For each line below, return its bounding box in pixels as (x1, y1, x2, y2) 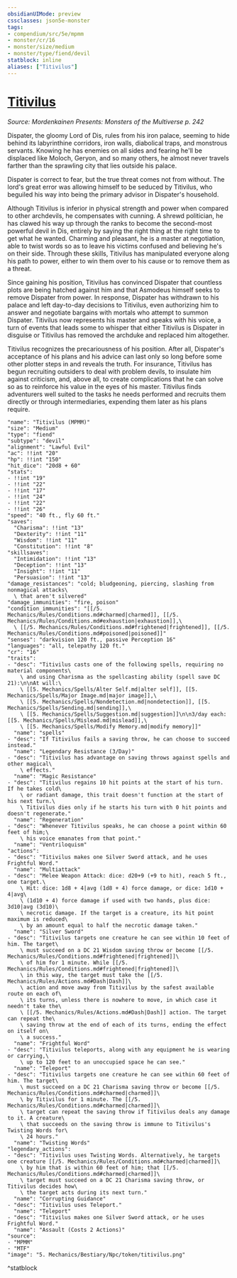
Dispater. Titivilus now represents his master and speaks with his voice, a (7, 315, 221, 324)
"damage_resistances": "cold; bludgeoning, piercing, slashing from (7, 580, 214, 587)
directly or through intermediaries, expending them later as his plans (7, 397, 207, 405)
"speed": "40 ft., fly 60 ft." (7, 512, 100, 519)
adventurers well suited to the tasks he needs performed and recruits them (7, 390, 226, 398)
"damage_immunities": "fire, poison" (7, 599, 119, 606)
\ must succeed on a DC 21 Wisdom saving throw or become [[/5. (20, 946, 214, 954)
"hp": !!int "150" (7, 456, 62, 463)
